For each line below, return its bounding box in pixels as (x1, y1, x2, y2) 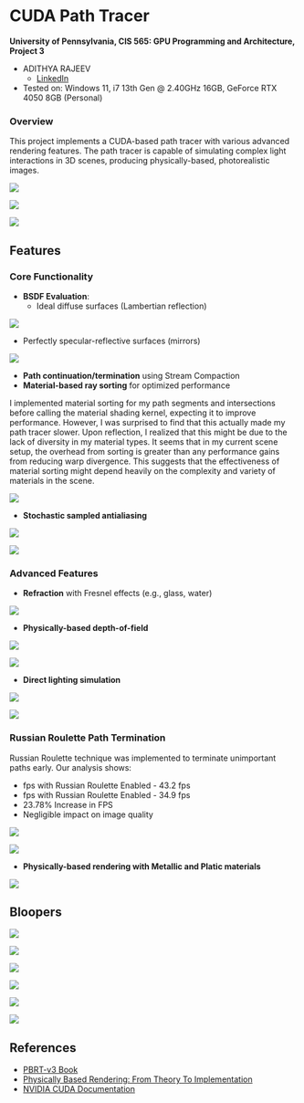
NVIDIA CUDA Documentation (22, 1084, 135, 1095)
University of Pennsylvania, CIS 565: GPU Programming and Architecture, (9, 36, 295, 47)
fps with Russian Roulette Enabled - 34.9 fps (22, 789, 191, 800)
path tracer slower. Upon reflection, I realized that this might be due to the (9, 426, 288, 437)
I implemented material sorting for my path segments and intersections (9, 397, 277, 408)
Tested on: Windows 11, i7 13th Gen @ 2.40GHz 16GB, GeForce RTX (22, 82, 278, 93)
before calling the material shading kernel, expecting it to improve (9, 407, 257, 418)
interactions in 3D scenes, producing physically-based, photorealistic (9, 155, 271, 166)
